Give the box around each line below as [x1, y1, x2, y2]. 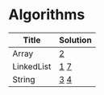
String [12, 73, 35, 85]
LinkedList [12, 61, 52, 72]
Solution [59, 34, 93, 46]
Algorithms [8, 6, 85, 24]
